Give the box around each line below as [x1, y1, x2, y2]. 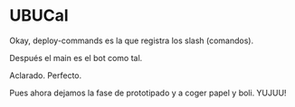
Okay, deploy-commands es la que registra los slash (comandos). [9, 35, 254, 46]
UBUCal [9, 5, 70, 26]
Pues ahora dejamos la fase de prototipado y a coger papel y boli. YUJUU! [9, 87, 287, 98]
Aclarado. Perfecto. [9, 69, 82, 81]
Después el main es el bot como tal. [9, 52, 143, 63]
